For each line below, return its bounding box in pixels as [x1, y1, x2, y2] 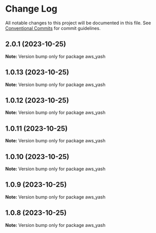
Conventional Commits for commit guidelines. [5, 25, 101, 31]
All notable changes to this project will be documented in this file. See [5, 20, 151, 26]
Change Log [5, 3, 57, 15]
